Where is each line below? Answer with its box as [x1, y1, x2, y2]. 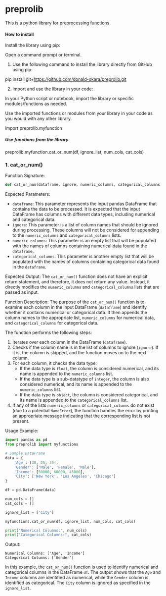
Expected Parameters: [5, 191, 50, 197]
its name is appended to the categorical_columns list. [19, 397, 128, 403]
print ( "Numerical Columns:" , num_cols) [5, 528, 87, 533]
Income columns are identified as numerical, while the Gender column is [5, 575, 149, 581]
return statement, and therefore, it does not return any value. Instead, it [5, 279, 150, 285]
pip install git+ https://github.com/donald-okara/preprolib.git [5, 76, 127, 82]
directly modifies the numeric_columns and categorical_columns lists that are [5, 284, 160, 290]
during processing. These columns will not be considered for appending [12, 227, 160, 233]
